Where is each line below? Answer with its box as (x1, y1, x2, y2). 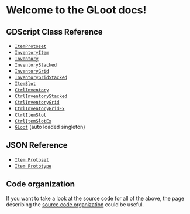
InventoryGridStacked (14, 74, 67, 80)
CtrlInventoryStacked (14, 93, 67, 99)
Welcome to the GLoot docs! (6, 4, 147, 17)
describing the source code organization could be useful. (6, 201, 144, 208)
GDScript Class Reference (6, 27, 103, 37)
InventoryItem (14, 50, 49, 56)
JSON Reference (6, 140, 68, 150)
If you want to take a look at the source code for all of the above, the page (6, 195, 185, 202)
